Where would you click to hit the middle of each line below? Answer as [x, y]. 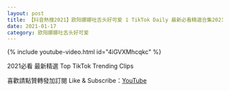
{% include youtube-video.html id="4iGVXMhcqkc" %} [85, 52]
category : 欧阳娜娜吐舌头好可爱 [48, 32]
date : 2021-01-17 [32, 26]
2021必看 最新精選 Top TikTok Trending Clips [71, 66]
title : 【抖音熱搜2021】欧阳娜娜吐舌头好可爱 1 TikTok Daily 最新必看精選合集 [110, 20]
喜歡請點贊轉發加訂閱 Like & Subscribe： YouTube [77, 81]
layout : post [26, 13]
